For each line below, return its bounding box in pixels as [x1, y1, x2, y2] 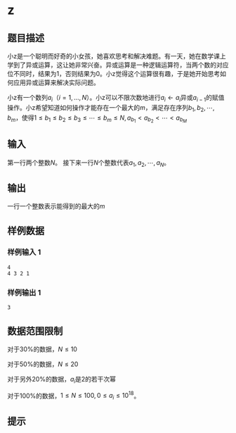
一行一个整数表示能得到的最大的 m [7, 202, 105, 211]
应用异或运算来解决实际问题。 [13, 78, 100, 87]
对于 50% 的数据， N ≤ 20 [7, 360, 79, 368]
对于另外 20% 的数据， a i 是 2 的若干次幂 [7, 375, 117, 385]
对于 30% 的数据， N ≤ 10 [7, 344, 77, 353]
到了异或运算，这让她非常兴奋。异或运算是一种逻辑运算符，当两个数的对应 [13, 61, 229, 69]
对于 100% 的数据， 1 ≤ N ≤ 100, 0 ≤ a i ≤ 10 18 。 [7, 390, 140, 401]
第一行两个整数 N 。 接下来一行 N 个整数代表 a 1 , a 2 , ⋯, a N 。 [7, 158, 171, 168]
